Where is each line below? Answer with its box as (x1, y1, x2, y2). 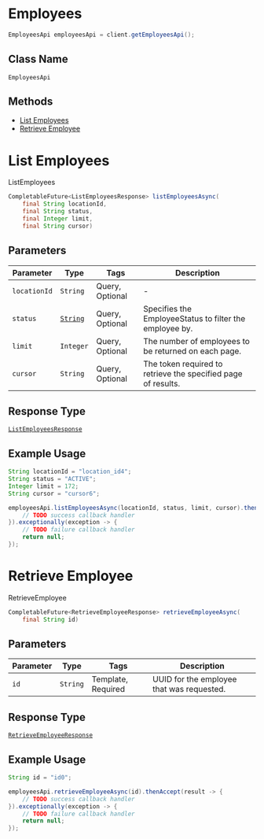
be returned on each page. (142, 346, 242, 357)
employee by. (142, 323, 193, 334)
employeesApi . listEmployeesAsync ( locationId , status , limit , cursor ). (8, 504, 244, 512)
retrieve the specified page (142, 368, 243, 379)
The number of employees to (142, 335, 250, 346)
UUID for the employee (152, 674, 237, 685)
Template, (91, 674, 128, 685)
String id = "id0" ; (8, 774, 72, 782)
